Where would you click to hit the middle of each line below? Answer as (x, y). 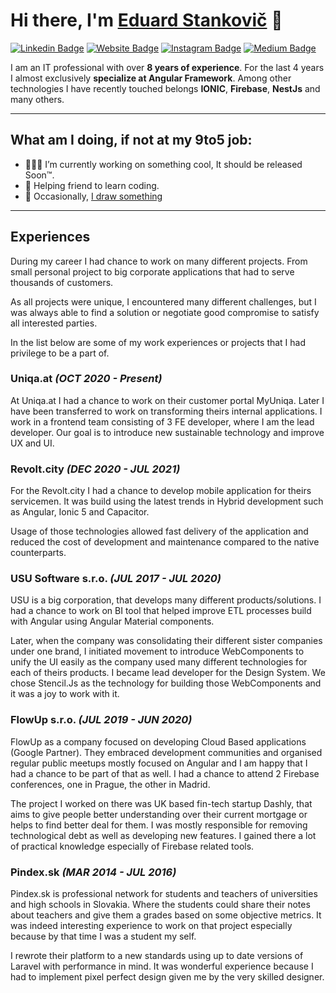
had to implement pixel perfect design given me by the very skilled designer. (167, 977)
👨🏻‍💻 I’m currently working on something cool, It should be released (163, 164)
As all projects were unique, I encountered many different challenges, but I (163, 301)
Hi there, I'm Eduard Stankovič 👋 (146, 20)
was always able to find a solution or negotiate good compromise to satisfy (165, 312)
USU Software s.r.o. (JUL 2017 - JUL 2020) (116, 579)
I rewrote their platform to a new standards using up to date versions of (157, 956)
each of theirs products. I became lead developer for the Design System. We (168, 673)
